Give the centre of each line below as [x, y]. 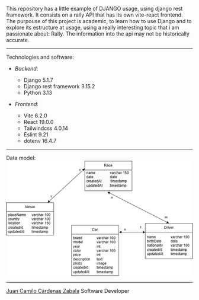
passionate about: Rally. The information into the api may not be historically [98, 34]
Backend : [26, 68]
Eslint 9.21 [36, 135]
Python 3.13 [38, 92]
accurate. [18, 40]
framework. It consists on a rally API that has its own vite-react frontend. [94, 15]
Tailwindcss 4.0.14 [46, 128]
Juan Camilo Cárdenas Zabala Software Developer [68, 291]
